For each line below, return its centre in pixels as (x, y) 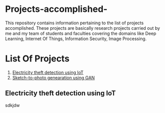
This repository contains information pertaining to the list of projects (75, 23)
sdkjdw (13, 105)
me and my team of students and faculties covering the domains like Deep (81, 33)
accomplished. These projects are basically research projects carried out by (83, 28)
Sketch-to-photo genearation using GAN (53, 77)
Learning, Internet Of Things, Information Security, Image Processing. (76, 39)
